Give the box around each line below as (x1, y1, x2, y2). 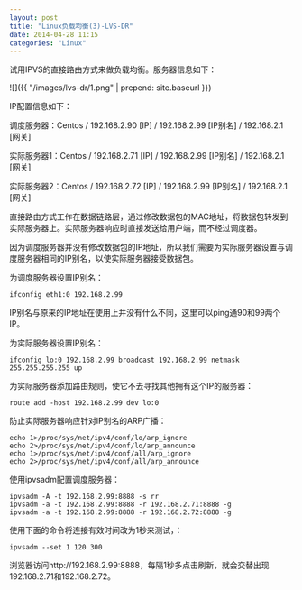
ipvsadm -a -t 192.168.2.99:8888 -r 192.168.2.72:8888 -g (9, 508, 232, 517)
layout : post (9, 13, 59, 23)
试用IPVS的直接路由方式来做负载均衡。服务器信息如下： (9, 64, 217, 75)
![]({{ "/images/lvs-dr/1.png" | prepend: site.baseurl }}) (9, 82, 212, 93)
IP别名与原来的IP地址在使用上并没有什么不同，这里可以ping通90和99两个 (9, 308, 281, 318)
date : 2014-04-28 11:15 (9, 30, 99, 39)
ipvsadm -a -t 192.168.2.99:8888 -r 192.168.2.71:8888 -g (9, 500, 232, 510)
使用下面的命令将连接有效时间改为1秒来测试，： (9, 525, 183, 536)
